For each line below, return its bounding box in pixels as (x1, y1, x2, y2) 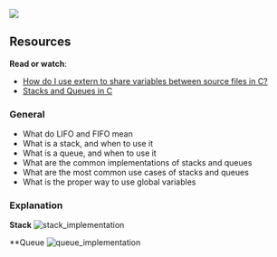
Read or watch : (9, 58, 68, 69)
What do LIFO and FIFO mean (22, 128, 134, 139)
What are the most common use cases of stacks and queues (22, 167, 249, 178)
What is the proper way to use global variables (22, 176, 196, 187)
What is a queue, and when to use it (22, 148, 157, 158)
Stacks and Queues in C (22, 85, 113, 96)
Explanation (9, 199, 63, 212)
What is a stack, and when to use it (22, 138, 154, 149)
